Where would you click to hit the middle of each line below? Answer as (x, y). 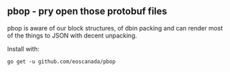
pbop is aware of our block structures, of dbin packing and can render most (115, 28)
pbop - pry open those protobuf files (87, 11)
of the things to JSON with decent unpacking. (72, 35)
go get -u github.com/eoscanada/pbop (61, 62)
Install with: (23, 48)
